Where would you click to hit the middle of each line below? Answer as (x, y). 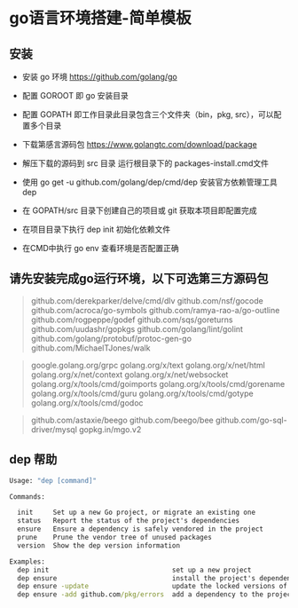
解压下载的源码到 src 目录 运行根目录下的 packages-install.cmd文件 (145, 163)
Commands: (27, 497)
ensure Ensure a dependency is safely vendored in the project (141, 529)
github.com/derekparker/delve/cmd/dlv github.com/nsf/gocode (147, 300)
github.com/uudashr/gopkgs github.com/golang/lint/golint (137, 328)
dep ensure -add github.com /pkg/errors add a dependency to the (141, 595)
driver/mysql (54, 429)
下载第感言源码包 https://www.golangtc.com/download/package (139, 144)
